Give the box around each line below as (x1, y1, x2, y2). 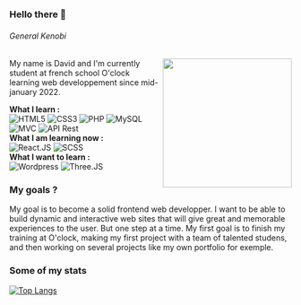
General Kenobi (9, 30, 67, 41)
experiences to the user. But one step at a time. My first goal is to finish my (9, 223, 286, 234)
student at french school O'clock (9, 67, 130, 79)
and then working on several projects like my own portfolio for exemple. (9, 242, 274, 253)
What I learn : (9, 104, 60, 115)
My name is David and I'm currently (9, 58, 141, 69)
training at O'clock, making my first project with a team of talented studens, (9, 232, 288, 243)
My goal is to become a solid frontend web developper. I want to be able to (9, 204, 286, 214)
